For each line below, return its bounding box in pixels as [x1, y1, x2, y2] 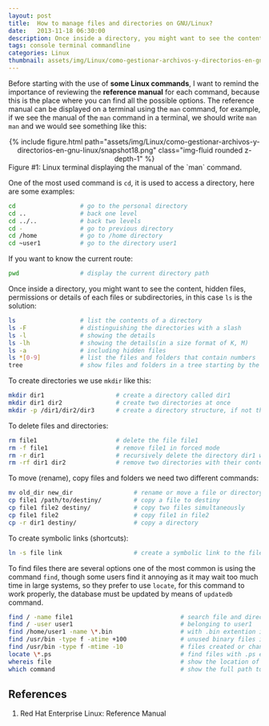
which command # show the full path [8, 665, 252, 673]
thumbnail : [8, 57, 45, 65]
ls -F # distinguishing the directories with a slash [8, 324, 242, 332]
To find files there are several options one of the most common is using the [8, 563, 256, 573]
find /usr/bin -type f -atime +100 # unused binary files [8, 635, 256, 643]
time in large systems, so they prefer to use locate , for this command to [8, 580, 245, 590]
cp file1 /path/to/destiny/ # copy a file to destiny [8, 496, 220, 504]
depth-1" [114, 153, 143, 163]
